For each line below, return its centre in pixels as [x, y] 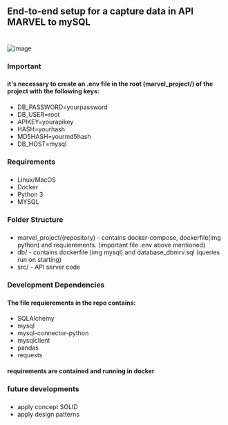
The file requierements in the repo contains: [72, 303]
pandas [28, 348]
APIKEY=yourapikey [45, 122]
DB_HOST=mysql [42, 144]
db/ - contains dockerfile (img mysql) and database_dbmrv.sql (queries [118, 252]
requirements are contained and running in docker [81, 371]
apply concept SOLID [47, 406]
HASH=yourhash [41, 129]
